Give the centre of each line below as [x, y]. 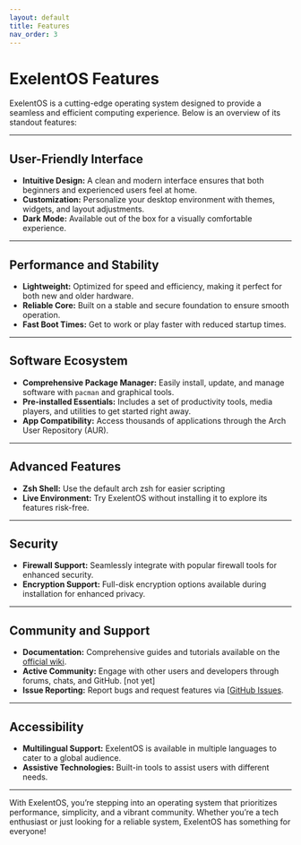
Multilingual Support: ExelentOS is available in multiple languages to [150, 748]
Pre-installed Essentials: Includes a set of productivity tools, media [147, 401]
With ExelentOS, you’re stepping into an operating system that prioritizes [143, 802]
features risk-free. [56, 507]
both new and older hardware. [78, 296]
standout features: [43, 123]
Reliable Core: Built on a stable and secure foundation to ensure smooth [155, 305]
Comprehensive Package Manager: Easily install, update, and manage [153, 383]
